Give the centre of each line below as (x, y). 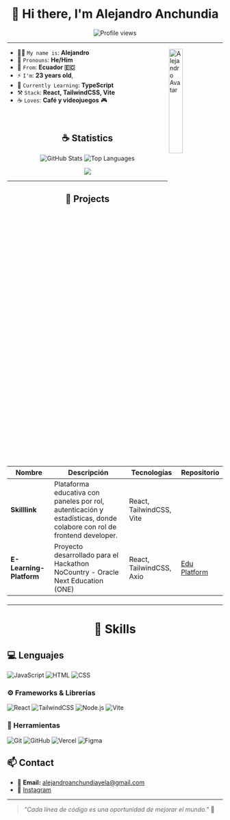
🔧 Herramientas (34, 726)
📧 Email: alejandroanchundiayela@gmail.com (81, 782)
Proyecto (68, 546)
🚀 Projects (87, 199)
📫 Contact (31, 763)
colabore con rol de (85, 526)
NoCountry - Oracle (86, 572)
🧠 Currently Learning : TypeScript (65, 85)
